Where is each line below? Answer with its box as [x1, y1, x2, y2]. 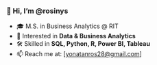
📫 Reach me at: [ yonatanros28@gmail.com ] [16, 50, 142, 58]
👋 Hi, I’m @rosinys [6, 6, 69, 16]
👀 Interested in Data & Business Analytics [16, 32, 136, 40]
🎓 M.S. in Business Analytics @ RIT [16, 22, 119, 30]
